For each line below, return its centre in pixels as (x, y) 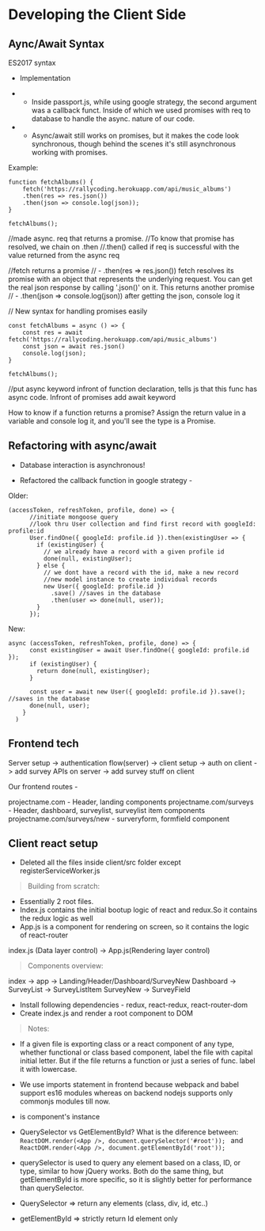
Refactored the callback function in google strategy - (106, 480)
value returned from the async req (64, 255)
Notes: (38, 1029)
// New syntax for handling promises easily (78, 311)
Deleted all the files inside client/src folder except (100, 862)
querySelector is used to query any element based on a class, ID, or (130, 1163)
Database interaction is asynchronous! (82, 465)
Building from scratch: (64, 886)
